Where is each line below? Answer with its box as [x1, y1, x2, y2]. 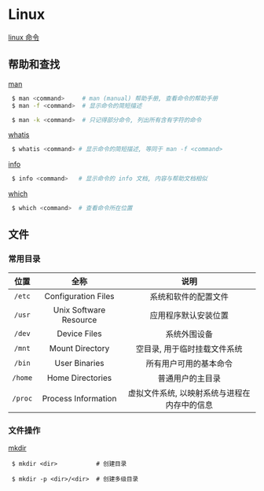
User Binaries [54, 357, 104, 368]
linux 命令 [8, 32, 39, 42]
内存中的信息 [165, 399, 214, 410]
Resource [61, 314, 97, 325]
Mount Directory [49, 342, 110, 353]
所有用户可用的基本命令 [145, 358, 233, 369]
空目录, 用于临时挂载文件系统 [136, 343, 243, 354]
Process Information [42, 393, 117, 404]
